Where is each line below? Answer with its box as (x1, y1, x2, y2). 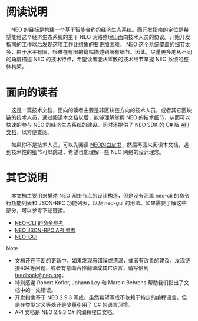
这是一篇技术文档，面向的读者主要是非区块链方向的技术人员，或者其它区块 (11, 106, 192, 113)
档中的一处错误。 (14, 286, 57, 293)
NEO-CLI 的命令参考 (14, 219, 64, 226)
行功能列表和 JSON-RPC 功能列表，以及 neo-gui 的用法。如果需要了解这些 (6, 199, 187, 207)
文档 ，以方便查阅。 (6, 128, 53, 136)
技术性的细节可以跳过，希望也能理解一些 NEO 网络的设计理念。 (11, 148, 165, 155)
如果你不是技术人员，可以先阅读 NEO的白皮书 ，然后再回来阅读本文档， (11, 141, 184, 148)
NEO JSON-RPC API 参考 (14, 227, 76, 234)
